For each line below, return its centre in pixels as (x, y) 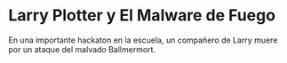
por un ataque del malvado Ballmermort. (82, 49)
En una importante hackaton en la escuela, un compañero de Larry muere (143, 40)
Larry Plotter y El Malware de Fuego (142, 16)
